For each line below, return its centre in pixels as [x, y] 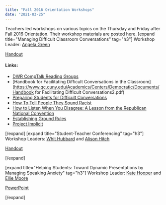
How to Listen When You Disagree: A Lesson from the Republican [79, 108]
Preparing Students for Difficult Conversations [60, 97]
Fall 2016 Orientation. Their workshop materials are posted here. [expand [80, 34]
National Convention [33, 113]
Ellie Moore [17, 178]
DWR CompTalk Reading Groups [45, 76]
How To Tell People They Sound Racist [52, 103]
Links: [12, 66]
